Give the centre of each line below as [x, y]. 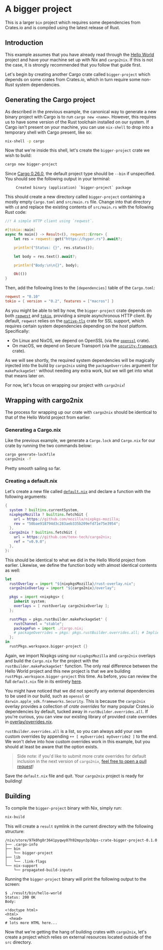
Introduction [24, 43]
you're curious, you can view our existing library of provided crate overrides [81, 716]
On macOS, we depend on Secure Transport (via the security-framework [85, 345]
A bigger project [38, 9]
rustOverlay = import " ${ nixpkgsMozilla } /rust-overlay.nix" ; [73, 584]
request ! [25, 766]
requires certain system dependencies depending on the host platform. [76, 326]
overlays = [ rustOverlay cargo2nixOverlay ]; [62, 606]
